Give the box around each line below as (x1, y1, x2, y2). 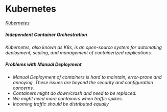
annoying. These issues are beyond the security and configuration (12, 79, 153, 85)
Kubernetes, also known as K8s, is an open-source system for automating (5, 44, 162, 50)
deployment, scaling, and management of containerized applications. (5, 49, 152, 56)
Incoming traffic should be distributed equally (12, 101, 109, 107)
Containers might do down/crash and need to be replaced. (12, 90, 137, 96)
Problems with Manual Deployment (5, 61, 82, 67)
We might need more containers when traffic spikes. (12, 95, 124, 101)
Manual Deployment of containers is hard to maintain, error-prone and (12, 74, 162, 80)
